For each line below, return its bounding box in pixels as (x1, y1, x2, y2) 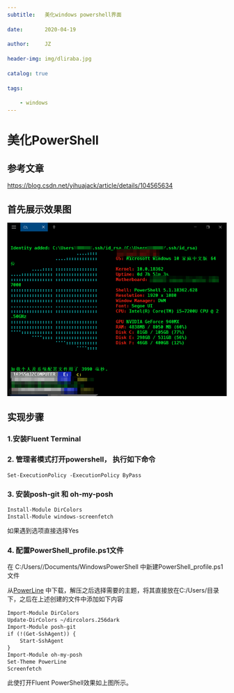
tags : (7, 84, 23, 92)
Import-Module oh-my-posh (7, 652, 82, 659)
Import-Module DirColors (7, 610, 79, 617)
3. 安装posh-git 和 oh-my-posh (7, 489, 114, 498)
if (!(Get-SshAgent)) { (7, 631, 77, 638)
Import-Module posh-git (7, 624, 77, 631)
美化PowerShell (7, 132, 99, 148)
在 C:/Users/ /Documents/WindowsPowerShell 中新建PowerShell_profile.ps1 (7, 563, 224, 571)
